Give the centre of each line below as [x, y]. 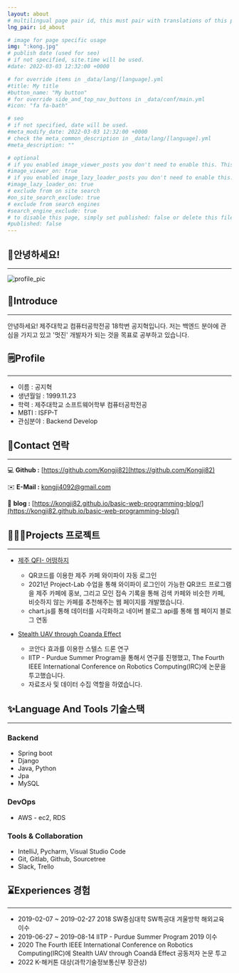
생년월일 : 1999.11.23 [47, 395]
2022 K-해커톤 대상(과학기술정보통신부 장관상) [82, 962]
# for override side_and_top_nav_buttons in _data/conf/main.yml [106, 99]
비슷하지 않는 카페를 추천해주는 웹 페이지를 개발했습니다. [106, 602]
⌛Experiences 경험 [49, 891]
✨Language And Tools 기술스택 [76, 709]
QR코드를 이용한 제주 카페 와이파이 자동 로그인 [92, 575]
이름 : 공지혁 [35, 387]
